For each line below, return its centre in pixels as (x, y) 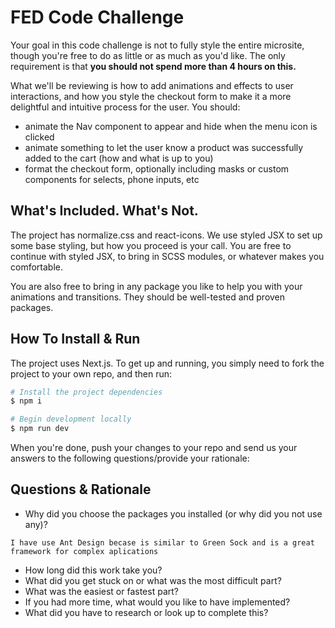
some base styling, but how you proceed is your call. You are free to (151, 245)
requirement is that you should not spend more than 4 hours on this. (153, 66)
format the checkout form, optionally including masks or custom (157, 168)
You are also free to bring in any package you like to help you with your (156, 286)
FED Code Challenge (97, 17)
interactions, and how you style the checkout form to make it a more (151, 96)
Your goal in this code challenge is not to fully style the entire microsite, (157, 45)
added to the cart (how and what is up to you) (119, 158)
